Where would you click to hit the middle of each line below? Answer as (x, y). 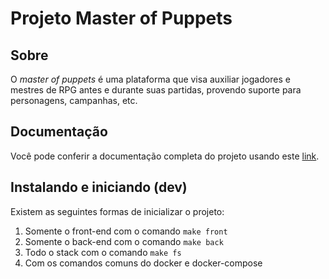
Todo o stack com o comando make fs (103, 252)
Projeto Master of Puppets (121, 18)
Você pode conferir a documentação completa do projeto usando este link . (165, 156)
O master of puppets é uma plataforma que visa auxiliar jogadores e (150, 79)
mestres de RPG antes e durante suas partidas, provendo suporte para (156, 90)
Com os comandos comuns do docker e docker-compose (143, 263)
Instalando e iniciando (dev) (99, 187)
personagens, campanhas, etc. (74, 100)
